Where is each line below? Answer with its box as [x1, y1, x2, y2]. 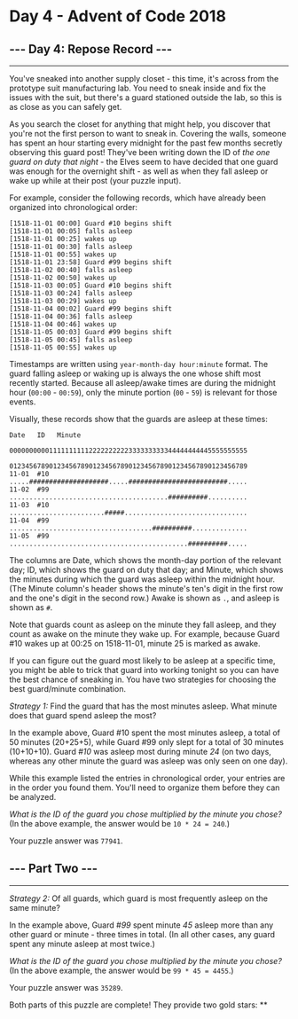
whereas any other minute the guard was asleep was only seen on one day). [9, 756, 288, 766]
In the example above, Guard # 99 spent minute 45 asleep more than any [9, 920, 274, 930]
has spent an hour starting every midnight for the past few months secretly [9, 137, 283, 148]
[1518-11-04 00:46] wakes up [9, 320, 117, 329]
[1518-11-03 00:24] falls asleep [9, 289, 133, 298]
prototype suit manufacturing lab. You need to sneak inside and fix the [9, 82, 266, 93]
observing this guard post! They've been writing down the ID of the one [9, 147, 271, 157]
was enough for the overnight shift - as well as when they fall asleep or [9, 166, 269, 176]
